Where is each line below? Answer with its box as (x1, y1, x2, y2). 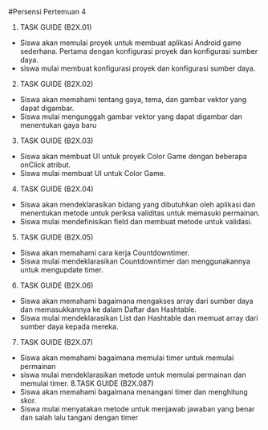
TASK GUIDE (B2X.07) (19, 338, 94, 346)
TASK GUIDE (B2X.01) (19, 23, 92, 31)
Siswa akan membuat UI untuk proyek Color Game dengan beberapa (19, 152, 247, 161)
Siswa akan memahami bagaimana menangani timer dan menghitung (19, 387, 249, 396)
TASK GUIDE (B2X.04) (19, 184, 94, 194)
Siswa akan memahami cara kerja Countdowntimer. (19, 248, 190, 257)
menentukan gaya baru (19, 121, 97, 129)
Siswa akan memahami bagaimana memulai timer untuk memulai (19, 353, 234, 362)
